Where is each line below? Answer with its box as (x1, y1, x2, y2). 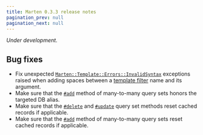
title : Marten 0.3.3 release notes (6, 8, 97, 15)
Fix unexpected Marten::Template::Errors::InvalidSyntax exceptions (15, 70, 190, 77)
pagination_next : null (6, 20, 64, 26)
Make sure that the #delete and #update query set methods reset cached (15, 102, 198, 110)
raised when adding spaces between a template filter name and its (15, 77, 182, 84)
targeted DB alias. (15, 96, 60, 104)
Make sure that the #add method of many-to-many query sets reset (15, 116, 183, 123)
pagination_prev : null (6, 15, 64, 21)
